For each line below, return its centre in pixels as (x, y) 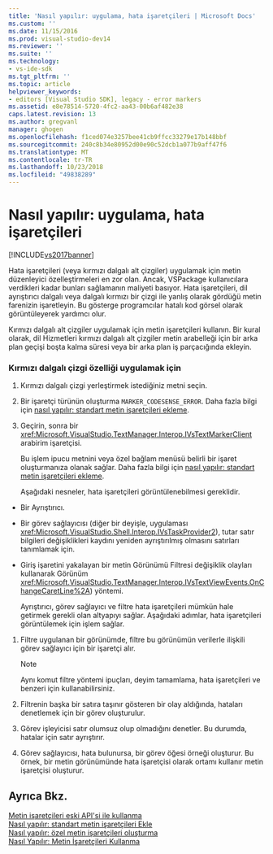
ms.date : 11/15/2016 (43, 31)
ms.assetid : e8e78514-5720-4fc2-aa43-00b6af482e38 (96, 107)
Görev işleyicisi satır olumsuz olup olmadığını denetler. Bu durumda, (134, 729)
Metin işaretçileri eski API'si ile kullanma (75, 816)
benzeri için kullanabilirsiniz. (67, 689)
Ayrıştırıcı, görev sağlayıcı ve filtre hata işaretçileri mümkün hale (127, 607)
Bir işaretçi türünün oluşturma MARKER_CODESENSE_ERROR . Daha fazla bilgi (139, 401)
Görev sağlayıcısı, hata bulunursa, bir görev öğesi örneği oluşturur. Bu (137, 753)
